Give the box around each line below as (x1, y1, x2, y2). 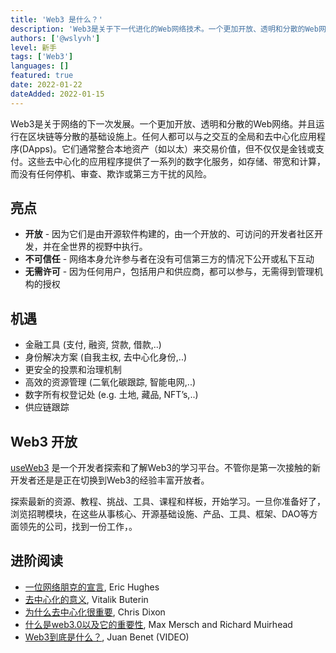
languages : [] (10, 61, 70, 71)
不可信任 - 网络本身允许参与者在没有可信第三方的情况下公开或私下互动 (24, 253, 315, 265)
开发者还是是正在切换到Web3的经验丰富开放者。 (10, 474, 210, 486)
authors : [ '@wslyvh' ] (10, 33, 101, 43)
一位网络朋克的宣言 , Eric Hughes (24, 581, 160, 593)
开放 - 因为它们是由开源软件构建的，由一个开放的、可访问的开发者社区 (24, 228, 315, 240)
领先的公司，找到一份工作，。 (18, 521, 138, 533)
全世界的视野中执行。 (59, 241, 148, 253)
